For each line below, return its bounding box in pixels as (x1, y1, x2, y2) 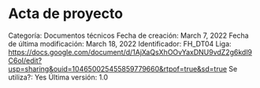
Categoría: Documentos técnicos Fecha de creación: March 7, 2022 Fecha (8, 31, 250, 40)
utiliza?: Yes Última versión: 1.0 (8, 72, 109, 82)
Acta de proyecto (8, 5, 124, 23)
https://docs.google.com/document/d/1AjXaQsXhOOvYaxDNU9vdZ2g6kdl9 (8, 47, 252, 57)
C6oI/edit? (8, 56, 42, 65)
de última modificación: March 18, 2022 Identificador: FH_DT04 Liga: (8, 38, 232, 48)
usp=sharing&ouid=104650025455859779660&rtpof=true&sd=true (8, 64, 227, 73)
